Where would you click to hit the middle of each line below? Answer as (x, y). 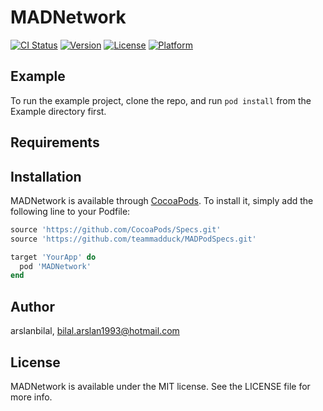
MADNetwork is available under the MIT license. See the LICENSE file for (160, 386)
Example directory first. (58, 111)
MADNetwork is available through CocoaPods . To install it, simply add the (162, 200)
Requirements (55, 142)
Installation (46, 176)
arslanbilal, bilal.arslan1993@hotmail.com (95, 331)
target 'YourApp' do (53, 257)
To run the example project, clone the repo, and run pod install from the (161, 100)
